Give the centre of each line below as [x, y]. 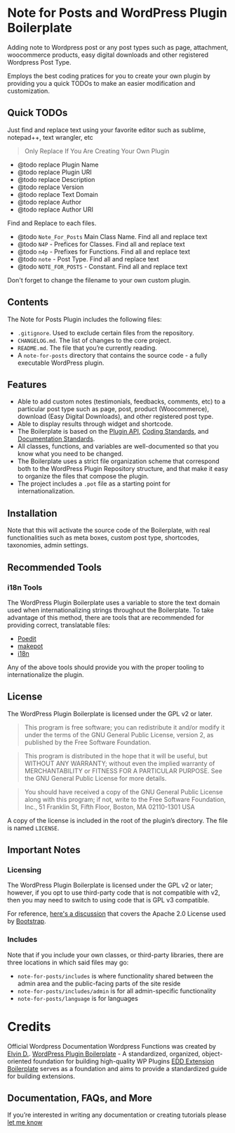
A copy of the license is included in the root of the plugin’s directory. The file [117, 820]
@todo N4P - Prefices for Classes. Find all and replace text [101, 244]
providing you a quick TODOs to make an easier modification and [101, 83]
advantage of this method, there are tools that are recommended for [106, 617]
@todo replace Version [51, 187]
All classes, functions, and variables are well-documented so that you [118, 446]
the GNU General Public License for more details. [95, 778]
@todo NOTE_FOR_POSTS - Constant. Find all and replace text [102, 266]
